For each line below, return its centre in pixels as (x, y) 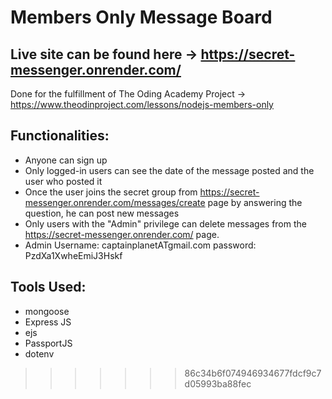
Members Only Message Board (141, 17)
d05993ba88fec (218, 383)
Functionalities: (60, 136)
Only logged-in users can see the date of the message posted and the (169, 170)
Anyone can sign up (66, 160)
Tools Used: (48, 287)
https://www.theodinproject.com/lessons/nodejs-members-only (142, 104)
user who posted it (63, 181)
